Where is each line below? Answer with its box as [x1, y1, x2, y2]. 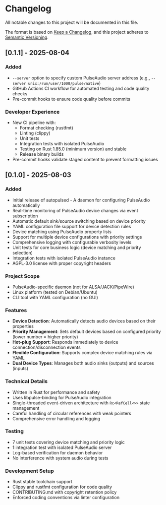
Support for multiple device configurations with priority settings [12, 234, 142, 240]
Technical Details [5, 378, 48, 385]
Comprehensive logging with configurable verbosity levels [12, 239, 132, 245]
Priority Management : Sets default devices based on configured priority [12, 328, 161, 335]
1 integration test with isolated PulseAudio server [12, 444, 112, 450]
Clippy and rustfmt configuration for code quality [12, 484, 112, 490]
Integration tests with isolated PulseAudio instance [12, 255, 115, 261]
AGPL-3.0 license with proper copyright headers [12, 260, 111, 266]
